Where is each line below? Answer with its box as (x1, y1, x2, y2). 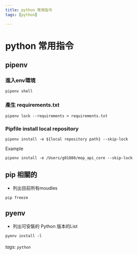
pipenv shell (5, 89, 33, 94)
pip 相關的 (5, 171, 38, 179)
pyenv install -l (5, 233, 42, 238)
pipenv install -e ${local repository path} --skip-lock (5, 136, 128, 141)
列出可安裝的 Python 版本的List (12, 223, 78, 229)
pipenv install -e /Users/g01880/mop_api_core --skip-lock (5, 155, 133, 160)
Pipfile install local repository (5, 125, 79, 132)
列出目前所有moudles (12, 185, 58, 191)
